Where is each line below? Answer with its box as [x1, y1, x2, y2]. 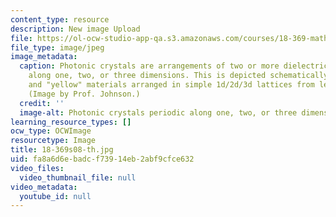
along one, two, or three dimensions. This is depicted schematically [28, 71, 329, 81]
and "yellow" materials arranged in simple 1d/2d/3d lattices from [28, 80, 315, 90]
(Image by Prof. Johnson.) [28, 89, 141, 99]
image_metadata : [10, 52, 78, 62]
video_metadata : [10, 182, 78, 192]
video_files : [10, 163, 65, 173]
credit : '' [19, 98, 65, 108]
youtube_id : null [19, 191, 92, 201]
